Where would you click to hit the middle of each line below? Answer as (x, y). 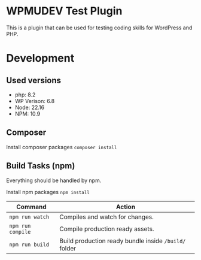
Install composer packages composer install (62, 147)
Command (31, 207)
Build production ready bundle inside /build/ (123, 241)
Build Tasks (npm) (41, 166)
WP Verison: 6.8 (35, 101)
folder (68, 248)
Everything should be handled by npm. (54, 180)
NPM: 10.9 (28, 114)
